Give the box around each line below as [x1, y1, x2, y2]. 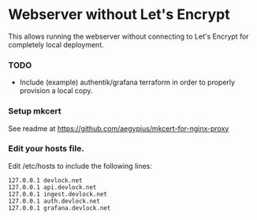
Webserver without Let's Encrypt [8, 6, 230, 24]
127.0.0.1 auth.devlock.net [8, 197, 101, 205]
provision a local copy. [19, 86, 93, 95]
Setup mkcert [8, 106, 61, 117]
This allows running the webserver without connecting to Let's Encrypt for [8, 32, 250, 41]
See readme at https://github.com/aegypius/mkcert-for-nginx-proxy [8, 124, 229, 133]
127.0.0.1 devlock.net [8, 176, 83, 185]
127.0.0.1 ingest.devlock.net [8, 190, 108, 198]
